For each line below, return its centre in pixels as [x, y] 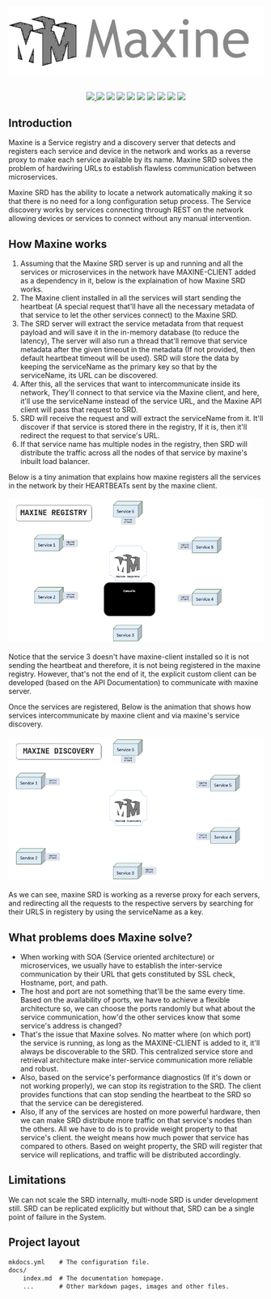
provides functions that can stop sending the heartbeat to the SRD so [135, 1095]
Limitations [37, 1180]
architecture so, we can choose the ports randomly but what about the [138, 1009]
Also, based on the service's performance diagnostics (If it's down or [135, 1078]
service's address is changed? [71, 1026]
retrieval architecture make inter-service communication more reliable [136, 1060]
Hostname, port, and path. [64, 983]
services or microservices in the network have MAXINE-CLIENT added [138, 272]
